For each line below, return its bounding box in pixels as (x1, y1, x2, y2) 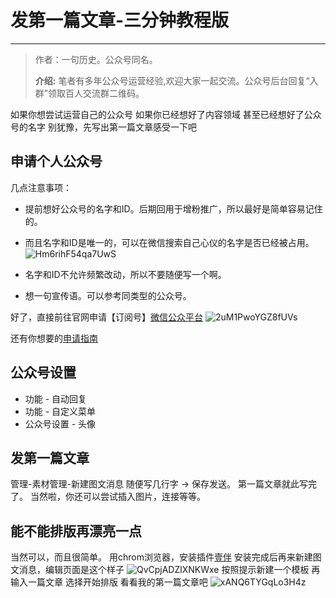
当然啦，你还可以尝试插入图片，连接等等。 (29, 491, 206, 503)
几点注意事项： (10, 181, 72, 193)
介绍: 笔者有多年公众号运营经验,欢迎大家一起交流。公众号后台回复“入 (34, 74, 319, 86)
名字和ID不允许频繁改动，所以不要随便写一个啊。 (24, 268, 227, 280)
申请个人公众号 (10, 153, 103, 170)
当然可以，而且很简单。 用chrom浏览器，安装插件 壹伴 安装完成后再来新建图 (10, 551, 322, 563)
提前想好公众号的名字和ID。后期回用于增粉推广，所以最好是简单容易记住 (24, 202, 323, 215)
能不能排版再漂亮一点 (10, 522, 142, 540)
